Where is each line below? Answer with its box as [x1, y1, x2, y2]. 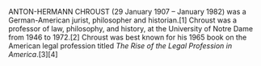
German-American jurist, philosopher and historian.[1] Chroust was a [8, 15, 237, 25]
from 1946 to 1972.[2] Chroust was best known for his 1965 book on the [8, 32, 247, 42]
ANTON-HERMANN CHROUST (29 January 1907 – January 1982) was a [8, 7, 246, 16]
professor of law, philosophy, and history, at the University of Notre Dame [8, 24, 253, 33]
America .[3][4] [8, 50, 58, 59]
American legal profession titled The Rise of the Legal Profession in [8, 41, 233, 51]
